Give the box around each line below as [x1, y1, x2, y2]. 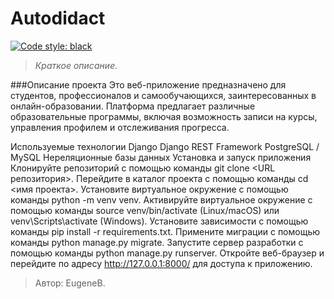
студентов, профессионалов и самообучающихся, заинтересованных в [10, 89, 317, 101]
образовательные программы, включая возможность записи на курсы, [10, 110, 318, 122]
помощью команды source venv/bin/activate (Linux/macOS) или [10, 204, 280, 216]
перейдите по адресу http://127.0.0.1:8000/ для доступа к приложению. [10, 257, 313, 269]
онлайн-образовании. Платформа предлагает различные [10, 100, 256, 112]
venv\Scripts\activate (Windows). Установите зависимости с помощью [10, 215, 309, 227]
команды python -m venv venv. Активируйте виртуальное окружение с [10, 193, 313, 206]
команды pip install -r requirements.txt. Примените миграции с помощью [10, 225, 321, 237]
